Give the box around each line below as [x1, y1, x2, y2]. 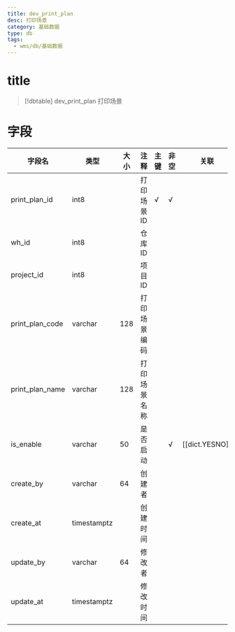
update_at [10, 596, 43, 606]
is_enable [10, 439, 42, 449]
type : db [7, 29, 33, 37]
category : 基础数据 [7, 23, 60, 30]
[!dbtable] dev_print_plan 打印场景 [24, 96, 122, 105]
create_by [10, 478, 44, 488]
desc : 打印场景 [7, 17, 48, 24]
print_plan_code [10, 319, 64, 329]
